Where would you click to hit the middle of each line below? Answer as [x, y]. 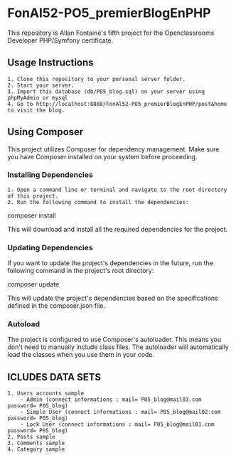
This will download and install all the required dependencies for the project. [118, 229]
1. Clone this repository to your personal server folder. [97, 79]
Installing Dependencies [50, 175]
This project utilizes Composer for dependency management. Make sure [113, 149]
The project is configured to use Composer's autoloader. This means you [114, 340]
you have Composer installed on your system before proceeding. [102, 156]
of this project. [33, 196]
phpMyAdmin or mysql [38, 97]
